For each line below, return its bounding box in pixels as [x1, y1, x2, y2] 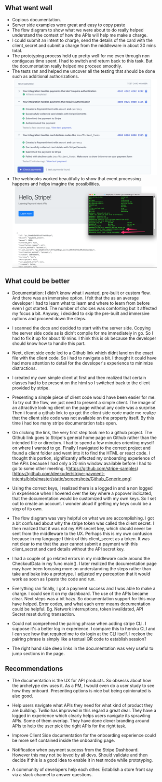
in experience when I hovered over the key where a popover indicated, [12, 490, 153, 496]
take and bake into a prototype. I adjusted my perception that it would [12, 571, 150, 577]
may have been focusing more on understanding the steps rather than [12, 565, 151, 571]
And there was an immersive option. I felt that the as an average [12, 295, 139, 301]
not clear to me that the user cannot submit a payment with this [12, 541, 138, 547]
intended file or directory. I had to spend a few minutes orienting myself [12, 439, 154, 445]
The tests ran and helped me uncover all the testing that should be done [12, 68, 155, 74]
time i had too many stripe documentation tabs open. [12, 420, 117, 426]
